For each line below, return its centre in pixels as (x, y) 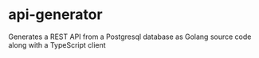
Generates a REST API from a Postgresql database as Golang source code (130, 37)
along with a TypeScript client (57, 44)
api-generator (55, 15)
